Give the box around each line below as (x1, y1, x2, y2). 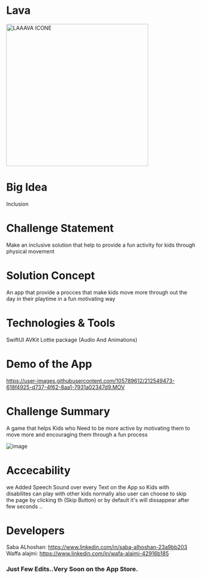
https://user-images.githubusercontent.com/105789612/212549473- (6, 377, 175, 384)
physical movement (6, 247, 55, 255)
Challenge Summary (6, 404, 110, 418)
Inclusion (6, 200, 29, 208)
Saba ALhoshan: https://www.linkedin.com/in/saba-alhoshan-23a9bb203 (6, 543, 188, 551)
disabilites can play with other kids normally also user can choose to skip (6, 490, 187, 497)
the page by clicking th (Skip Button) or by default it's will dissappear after (6, 496, 190, 503)
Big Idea (6, 181, 48, 194)
